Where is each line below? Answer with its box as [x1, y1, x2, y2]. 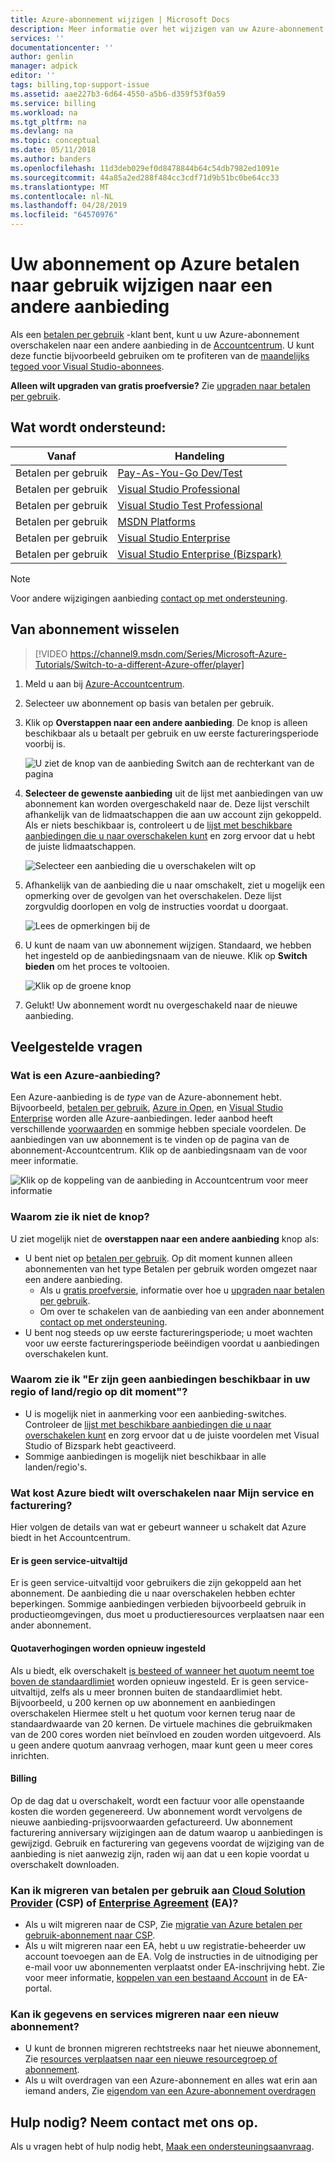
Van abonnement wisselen [10, 621, 180, 638]
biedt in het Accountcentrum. [10, 1532, 131, 1544]
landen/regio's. [24, 1461, 88, 1473]
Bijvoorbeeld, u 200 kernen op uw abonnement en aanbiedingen [10, 1696, 276, 1708]
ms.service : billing [10, 98, 97, 108]
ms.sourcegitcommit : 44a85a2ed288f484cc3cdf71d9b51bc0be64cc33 [10, 172, 280, 183]
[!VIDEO [34, 647, 68, 660]
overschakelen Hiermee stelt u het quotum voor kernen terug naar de [10, 1707, 296, 1719]
